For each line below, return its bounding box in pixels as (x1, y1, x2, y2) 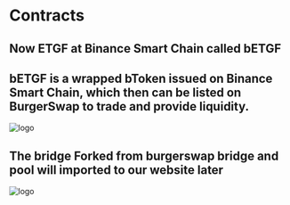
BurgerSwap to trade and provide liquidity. (9, 99, 250, 114)
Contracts (9, 5, 85, 26)
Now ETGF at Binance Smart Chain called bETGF (9, 41, 282, 56)
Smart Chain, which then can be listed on (9, 85, 242, 100)
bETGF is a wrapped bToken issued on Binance (9, 70, 273, 86)
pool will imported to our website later (9, 162, 224, 177)
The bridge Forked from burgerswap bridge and (9, 148, 279, 163)
